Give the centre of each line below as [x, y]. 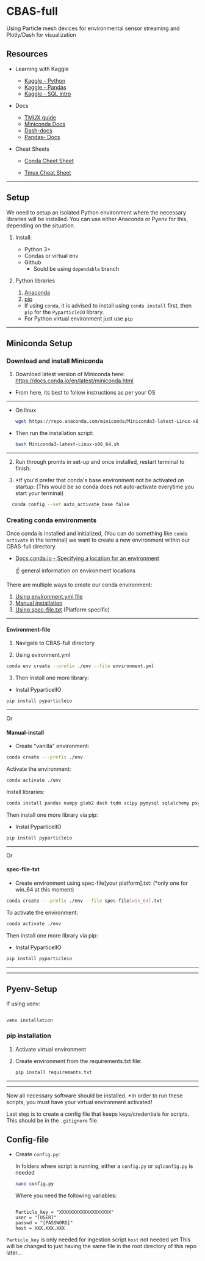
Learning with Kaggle [42, 69]
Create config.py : [38, 1154]
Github [33, 262]
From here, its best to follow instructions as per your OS [85, 393]
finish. [23, 468]
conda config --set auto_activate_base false [71, 504]
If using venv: [23, 1004]
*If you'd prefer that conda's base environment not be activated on [99, 480]
